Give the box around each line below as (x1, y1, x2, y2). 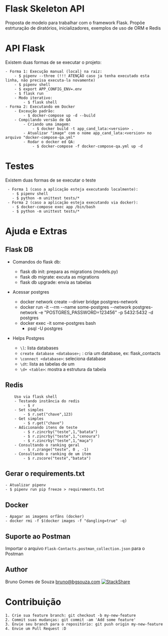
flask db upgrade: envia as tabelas (20, 279, 92, 285)
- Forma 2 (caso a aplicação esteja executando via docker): (7, 200, 138, 205)
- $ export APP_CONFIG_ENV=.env (14, 86, 82, 92)
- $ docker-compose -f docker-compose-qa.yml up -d (32, 144, 143, 149)
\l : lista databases (20, 345, 59, 351)
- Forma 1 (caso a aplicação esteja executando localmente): (7, 187, 138, 192)
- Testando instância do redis (14, 398, 80, 404)
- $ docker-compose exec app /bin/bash (12, 204, 96, 209)
